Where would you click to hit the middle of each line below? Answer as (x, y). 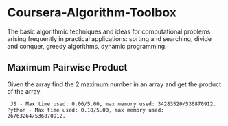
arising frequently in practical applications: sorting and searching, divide (109, 38)
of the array (24, 91)
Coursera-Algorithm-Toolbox (92, 13)
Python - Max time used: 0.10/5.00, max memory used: (86, 110)
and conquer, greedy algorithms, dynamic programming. (87, 46)
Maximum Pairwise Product (67, 67)
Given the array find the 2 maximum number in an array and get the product (114, 84)
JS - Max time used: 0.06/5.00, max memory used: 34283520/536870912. (113, 104)
